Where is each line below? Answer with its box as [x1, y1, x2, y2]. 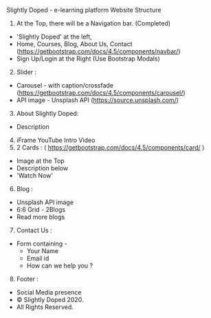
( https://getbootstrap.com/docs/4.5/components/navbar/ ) [16, 48, 181, 55]
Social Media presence [16, 288, 82, 296]
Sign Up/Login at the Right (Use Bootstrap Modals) [16, 54, 160, 63]
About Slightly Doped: [16, 110, 79, 117]
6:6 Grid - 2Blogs [16, 206, 66, 213]
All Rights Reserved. [16, 303, 74, 311]
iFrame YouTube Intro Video [16, 136, 96, 144]
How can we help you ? [26, 261, 93, 270]
